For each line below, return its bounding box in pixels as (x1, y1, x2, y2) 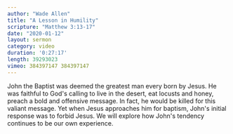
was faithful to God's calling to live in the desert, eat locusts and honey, (7, 89, 214, 98)
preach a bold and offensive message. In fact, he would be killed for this (7, 96, 216, 105)
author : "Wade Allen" (7, 10, 71, 18)
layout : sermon (7, 36, 52, 43)
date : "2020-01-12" (7, 29, 65, 37)
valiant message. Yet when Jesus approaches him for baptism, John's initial (7, 104, 227, 112)
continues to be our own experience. (7, 119, 114, 127)
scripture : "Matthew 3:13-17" (7, 23, 96, 30)
